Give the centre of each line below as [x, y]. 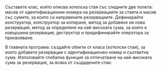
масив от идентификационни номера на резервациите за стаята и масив [81, 12]
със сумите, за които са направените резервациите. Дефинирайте [74, 17]
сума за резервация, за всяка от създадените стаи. [59, 63]
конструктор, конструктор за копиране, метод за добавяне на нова [75, 22]
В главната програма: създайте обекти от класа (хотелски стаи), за [75, 47]
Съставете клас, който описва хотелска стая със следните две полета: [79, 7]
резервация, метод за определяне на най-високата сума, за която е [76, 28]
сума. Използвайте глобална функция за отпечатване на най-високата [78, 57]
